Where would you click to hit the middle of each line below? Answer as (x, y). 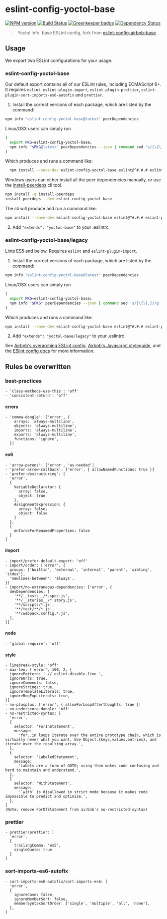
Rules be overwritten (38, 366)
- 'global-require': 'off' (33, 644)
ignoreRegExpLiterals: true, (40, 696)
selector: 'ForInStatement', (44, 727)
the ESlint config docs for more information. (50, 351)
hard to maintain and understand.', (43, 770)
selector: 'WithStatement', (43, 783)
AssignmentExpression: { (40, 504)
